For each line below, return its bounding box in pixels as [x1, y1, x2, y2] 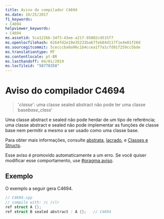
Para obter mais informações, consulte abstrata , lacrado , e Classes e [5, 137, 148, 143]
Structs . [5, 143, 22, 149]
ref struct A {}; [5, 204, 42, 209]
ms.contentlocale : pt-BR [5, 54, 57, 59]
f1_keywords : [5, 17, 33, 22]
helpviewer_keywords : [5, 26, 51, 31]
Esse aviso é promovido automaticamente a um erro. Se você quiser [5, 152, 147, 158]
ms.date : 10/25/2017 [5, 12, 49, 17]
